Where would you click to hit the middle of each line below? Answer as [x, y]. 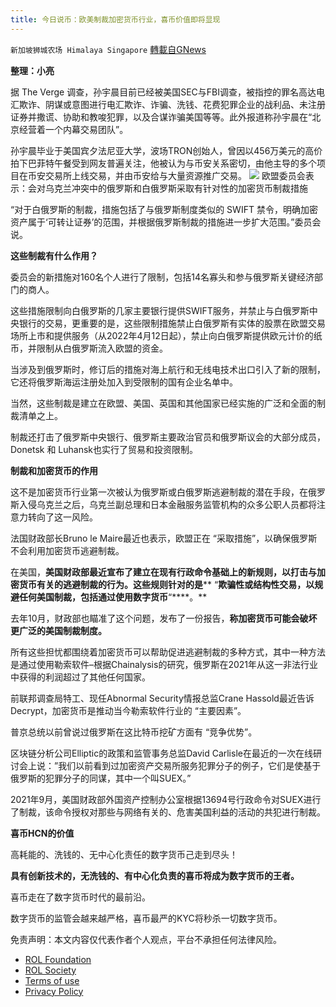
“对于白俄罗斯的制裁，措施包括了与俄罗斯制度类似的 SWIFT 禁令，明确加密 [164, 209]
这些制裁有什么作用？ [54, 255]
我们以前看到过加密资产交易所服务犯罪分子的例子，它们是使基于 [190, 765]
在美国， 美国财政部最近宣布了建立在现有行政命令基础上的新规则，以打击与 [163, 572]
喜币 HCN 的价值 [42, 833]
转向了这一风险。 [62, 517]
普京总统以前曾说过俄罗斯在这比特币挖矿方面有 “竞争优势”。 [134, 732]
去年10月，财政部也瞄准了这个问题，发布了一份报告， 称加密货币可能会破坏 [164, 618]
